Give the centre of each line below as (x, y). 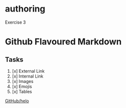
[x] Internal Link (28, 76)
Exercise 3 (15, 22)
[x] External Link (28, 71)
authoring (25, 9)
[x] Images (23, 81)
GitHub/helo (17, 101)
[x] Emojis (22, 86)
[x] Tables (22, 91)
